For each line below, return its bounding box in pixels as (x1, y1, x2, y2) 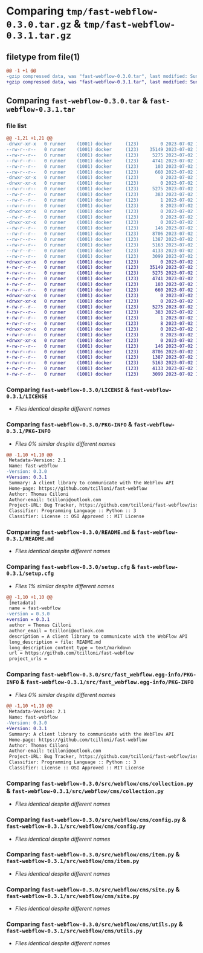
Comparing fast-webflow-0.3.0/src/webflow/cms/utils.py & (6, 920, 183, 928)
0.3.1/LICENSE (6, 393, 48, 400)
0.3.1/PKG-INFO (6, 428, 51, 435)
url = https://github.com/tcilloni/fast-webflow (8, 650, 134, 656)
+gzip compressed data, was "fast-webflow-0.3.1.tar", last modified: (6, 79, 188, 85)
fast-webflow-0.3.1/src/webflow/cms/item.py (6, 858, 140, 865)
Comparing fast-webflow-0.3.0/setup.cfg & (6, 563, 136, 571)
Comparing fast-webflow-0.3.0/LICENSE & (6, 385, 130, 394)
